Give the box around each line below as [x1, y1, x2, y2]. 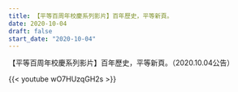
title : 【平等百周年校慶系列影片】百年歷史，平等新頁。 [8, 11, 173, 20]
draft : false [8, 27, 53, 35]
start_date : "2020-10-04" [8, 34, 96, 43]
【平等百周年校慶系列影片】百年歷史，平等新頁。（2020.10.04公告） [8, 58, 234, 68]
